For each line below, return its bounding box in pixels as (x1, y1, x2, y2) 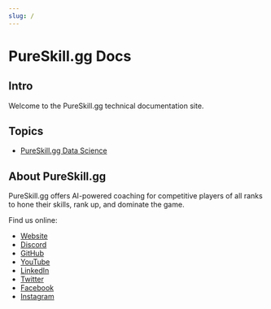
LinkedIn (20, 266, 50, 276)
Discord (20, 240, 47, 250)
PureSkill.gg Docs (8, 46, 132, 65)
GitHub (20, 249, 45, 259)
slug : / (8, 11, 35, 20)
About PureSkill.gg (8, 169, 107, 183)
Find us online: (8, 215, 58, 225)
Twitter (20, 274, 45, 285)
